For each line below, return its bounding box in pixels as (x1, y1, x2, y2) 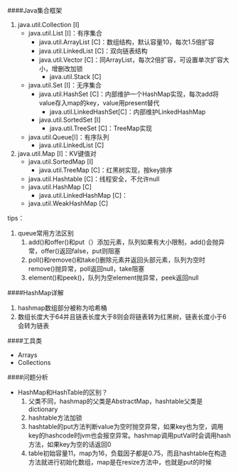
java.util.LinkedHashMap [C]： (38, 191, 128, 199)
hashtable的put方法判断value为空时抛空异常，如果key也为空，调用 (28, 422, 224, 430)
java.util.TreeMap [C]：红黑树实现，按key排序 (38, 166, 173, 174)
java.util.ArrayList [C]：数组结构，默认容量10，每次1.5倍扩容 (38, 38, 215, 46)
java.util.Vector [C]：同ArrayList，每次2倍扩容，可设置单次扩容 (38, 55, 224, 64)
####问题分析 (7, 373, 48, 381)
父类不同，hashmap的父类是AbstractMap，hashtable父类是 (28, 397, 203, 405)
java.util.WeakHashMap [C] (28, 199, 109, 208)
